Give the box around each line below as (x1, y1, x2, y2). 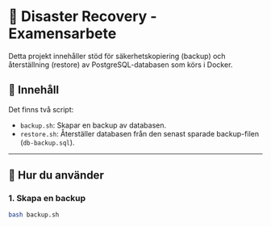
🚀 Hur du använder (8, 169, 105, 183)
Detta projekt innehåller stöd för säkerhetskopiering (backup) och (8, 51, 226, 61)
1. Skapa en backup (8, 193, 86, 204)
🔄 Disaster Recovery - (8, 7, 157, 26)
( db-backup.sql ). (19, 137, 75, 147)
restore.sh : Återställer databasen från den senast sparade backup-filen (19, 128, 260, 138)
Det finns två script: (8, 104, 74, 114)
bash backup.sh (8, 211, 60, 219)
